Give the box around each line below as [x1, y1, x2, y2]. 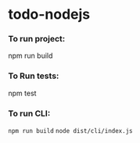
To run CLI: [8, 108, 51, 119]
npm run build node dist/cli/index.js [8, 127, 133, 135]
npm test [8, 88, 37, 98]
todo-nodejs [8, 5, 91, 23]
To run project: [8, 34, 66, 45]
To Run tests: [8, 70, 59, 81]
